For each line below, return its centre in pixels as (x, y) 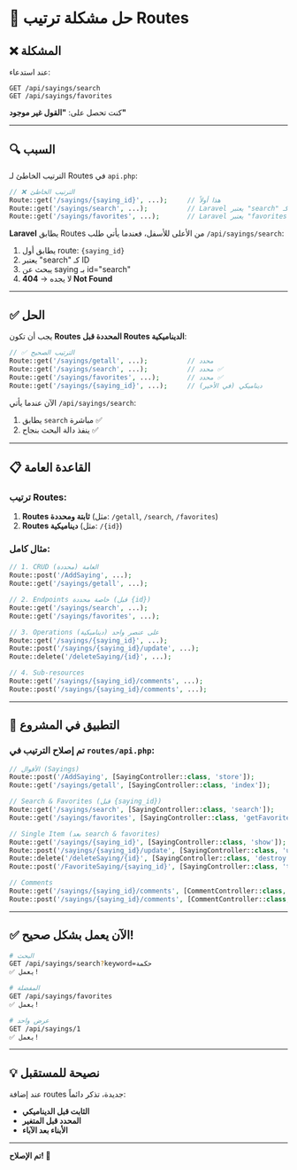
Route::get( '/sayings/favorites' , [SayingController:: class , (124, 818)
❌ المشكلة (35, 51)
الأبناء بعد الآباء (45, 1130)
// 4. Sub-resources (47, 673)
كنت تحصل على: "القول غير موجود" (68, 113)
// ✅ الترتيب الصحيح (42, 353)
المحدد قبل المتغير (51, 1121)
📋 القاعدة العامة (50, 468)
